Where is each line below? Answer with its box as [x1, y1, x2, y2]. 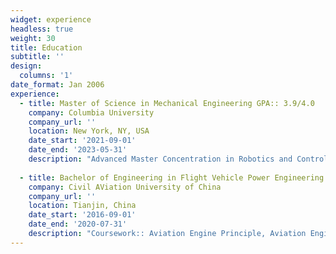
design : [10, 61, 43, 71]
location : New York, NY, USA [28, 126, 150, 136]
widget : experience [10, 14, 92, 25]
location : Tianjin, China [28, 201, 137, 211]
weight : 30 [10, 33, 56, 43]
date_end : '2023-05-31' [28, 145, 128, 155]
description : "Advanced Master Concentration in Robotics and [28, 154, 293, 164]
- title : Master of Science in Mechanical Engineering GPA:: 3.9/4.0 [19, 98, 315, 108]
